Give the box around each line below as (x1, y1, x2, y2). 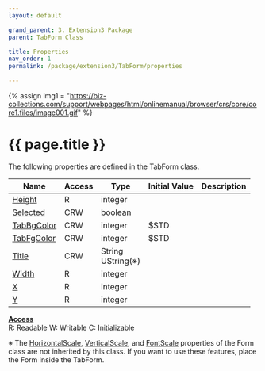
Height (12, 193, 37, 205)
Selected (12, 207, 46, 218)
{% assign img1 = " (8, 91, 71, 100)
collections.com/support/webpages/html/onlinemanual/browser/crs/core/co (8, 100, 257, 109)
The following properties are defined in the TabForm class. (8, 162, 200, 171)
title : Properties (8, 48, 69, 55)
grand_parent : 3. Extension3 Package (8, 25, 133, 34)
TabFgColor (12, 232, 56, 243)
